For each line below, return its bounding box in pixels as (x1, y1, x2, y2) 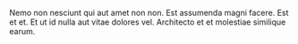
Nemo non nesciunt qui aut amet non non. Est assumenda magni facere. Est (9, 8, 289, 18)
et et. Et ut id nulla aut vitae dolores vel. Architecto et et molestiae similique (9, 17, 286, 27)
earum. (9, 26, 36, 36)
